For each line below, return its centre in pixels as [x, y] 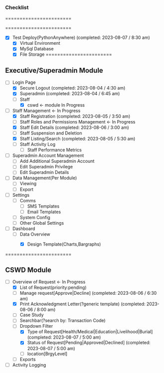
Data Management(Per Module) [44, 178]
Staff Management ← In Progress [46, 111]
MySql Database [37, 49]
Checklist [17, 7]
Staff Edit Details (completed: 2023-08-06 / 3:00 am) [74, 127]
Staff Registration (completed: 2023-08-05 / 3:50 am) [75, 116]
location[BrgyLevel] [47, 354]
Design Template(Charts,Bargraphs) [64, 244]
